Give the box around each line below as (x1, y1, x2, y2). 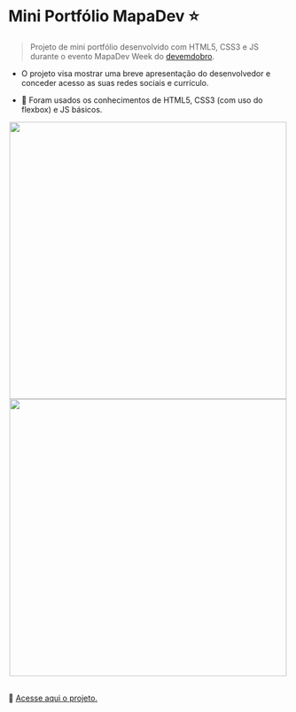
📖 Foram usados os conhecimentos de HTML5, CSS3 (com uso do (20, 94, 263, 106)
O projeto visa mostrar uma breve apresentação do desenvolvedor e (20, 67, 271, 79)
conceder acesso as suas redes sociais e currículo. (20, 77, 209, 88)
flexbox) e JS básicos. (20, 104, 103, 114)
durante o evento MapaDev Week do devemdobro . (29, 51, 214, 61)
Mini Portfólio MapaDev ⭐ (8, 6, 200, 27)
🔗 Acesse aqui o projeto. (8, 692, 98, 703)
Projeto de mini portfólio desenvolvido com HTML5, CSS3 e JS (29, 41, 259, 52)
